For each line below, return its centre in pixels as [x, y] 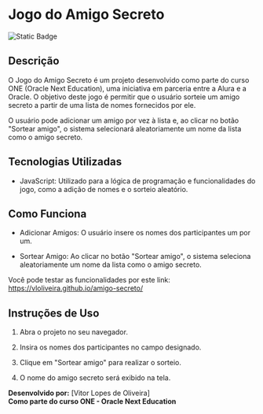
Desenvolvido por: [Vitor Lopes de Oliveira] [79, 393]
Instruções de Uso [54, 313]
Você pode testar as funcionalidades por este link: [89, 280]
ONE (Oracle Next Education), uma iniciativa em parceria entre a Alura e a [128, 88]
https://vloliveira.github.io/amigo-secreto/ [76, 288]
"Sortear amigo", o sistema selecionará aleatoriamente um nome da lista [125, 128]
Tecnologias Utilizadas [65, 162]
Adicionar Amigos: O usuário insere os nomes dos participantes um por [135, 233]
